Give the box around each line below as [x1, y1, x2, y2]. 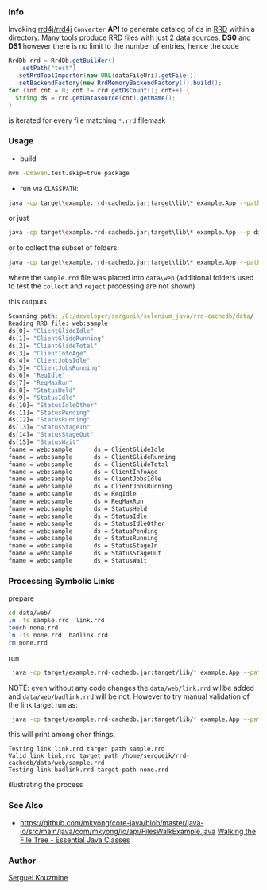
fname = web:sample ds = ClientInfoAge [8, 468, 158, 476]
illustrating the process [8, 780, 83, 790]
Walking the [217, 826, 257, 836]
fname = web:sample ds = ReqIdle [8, 490, 137, 498]
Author [8, 855, 37, 866]
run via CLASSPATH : [19, 183, 79, 193]
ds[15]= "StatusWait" [8, 438, 80, 446]
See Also [8, 800, 44, 811]
